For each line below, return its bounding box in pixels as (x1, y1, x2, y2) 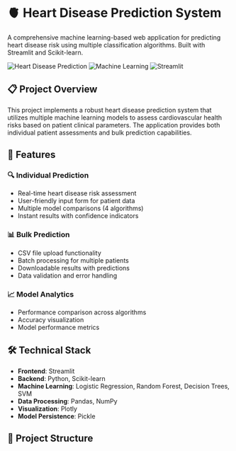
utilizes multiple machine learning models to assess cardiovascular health (7, 113, 223, 122)
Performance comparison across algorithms (17, 308, 147, 316)
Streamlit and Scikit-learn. (7, 48, 84, 57)
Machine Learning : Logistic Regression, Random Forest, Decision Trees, (17, 382, 230, 390)
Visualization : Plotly (17, 404, 78, 413)
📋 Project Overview (7, 84, 98, 96)
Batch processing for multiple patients (17, 256, 129, 265)
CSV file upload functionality (17, 249, 101, 257)
